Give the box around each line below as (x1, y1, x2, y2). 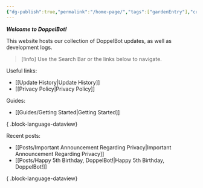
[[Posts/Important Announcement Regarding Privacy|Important (14, 143, 172, 151)
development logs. (6, 44, 53, 51)
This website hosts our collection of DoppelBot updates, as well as (6, 37, 172, 44)
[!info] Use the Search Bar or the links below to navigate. (21, 55, 162, 62)
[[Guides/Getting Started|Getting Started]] (14, 108, 120, 115)
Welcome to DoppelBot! (6, 25, 68, 33)
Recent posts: (6, 132, 41, 139)
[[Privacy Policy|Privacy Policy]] (14, 85, 95, 92)
